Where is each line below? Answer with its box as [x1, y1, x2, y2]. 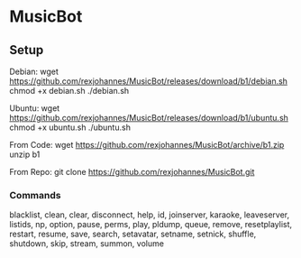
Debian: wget [9, 66, 59, 77]
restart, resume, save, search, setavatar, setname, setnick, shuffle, [9, 228, 257, 240]
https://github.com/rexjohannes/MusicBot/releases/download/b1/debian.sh [9, 76, 288, 87]
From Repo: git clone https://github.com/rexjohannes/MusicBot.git [9, 167, 255, 177]
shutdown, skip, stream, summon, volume [9, 238, 165, 249]
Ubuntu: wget [9, 103, 60, 114]
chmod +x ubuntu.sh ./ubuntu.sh [9, 122, 131, 133]
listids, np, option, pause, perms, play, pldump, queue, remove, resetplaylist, [9, 219, 293, 230]
